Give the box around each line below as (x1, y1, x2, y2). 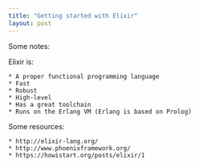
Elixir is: (8, 57, 35, 67)
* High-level (8, 93, 52, 101)
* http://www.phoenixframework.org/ (8, 144, 131, 153)
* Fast (8, 79, 30, 88)
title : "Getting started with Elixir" (8, 11, 138, 20)
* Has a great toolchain (8, 100, 91, 108)
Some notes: (8, 41, 51, 51)
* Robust (8, 86, 38, 95)
